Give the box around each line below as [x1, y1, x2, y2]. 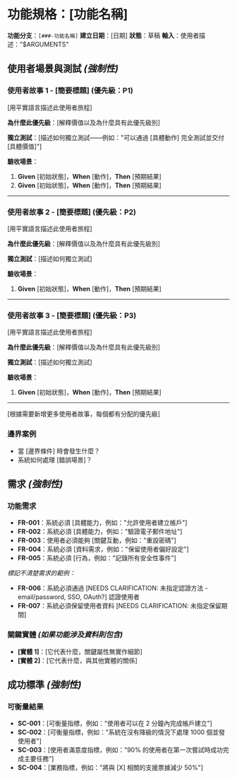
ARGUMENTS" [26, 40, 69, 48]
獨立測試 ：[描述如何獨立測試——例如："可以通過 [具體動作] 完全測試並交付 [7, 133, 224, 141]
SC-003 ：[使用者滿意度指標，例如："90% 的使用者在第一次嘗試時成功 [17, 745, 224, 754]
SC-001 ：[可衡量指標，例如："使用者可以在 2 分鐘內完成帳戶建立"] [17, 719, 213, 728]
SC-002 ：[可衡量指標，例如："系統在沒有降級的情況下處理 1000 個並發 [17, 728, 226, 736]
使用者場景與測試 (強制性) [7, 63, 119, 75]
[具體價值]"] [7, 142, 42, 151]
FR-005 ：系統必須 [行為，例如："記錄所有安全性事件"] [17, 554, 176, 562]
